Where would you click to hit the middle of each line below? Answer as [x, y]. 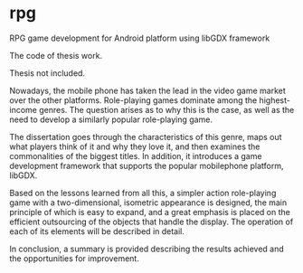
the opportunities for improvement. [75, 258]
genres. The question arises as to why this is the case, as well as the [167, 109]
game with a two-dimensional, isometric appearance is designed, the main [148, 202]
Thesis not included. [47, 73]
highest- [275, 100]
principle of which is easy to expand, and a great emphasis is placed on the [150, 212]
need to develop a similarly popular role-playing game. [111, 119]
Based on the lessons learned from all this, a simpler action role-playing [143, 193]
